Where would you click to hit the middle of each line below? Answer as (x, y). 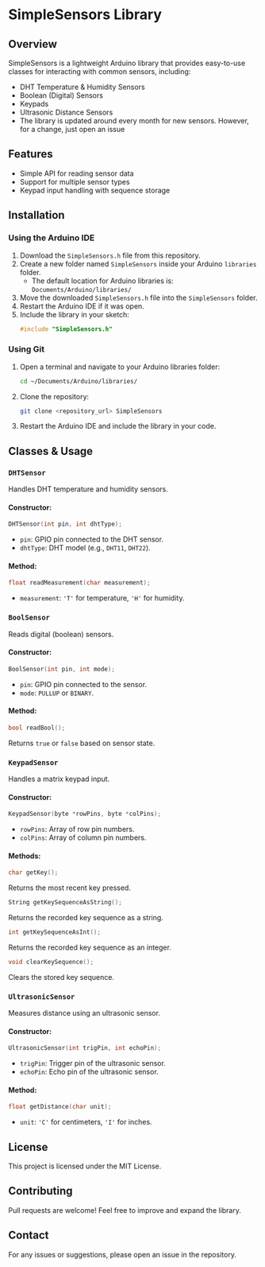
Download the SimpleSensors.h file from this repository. (110, 255)
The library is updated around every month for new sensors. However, (134, 120)
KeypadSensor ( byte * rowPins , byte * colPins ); (84, 814)
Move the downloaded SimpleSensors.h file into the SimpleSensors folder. (138, 297)
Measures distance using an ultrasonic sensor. (84, 1013)
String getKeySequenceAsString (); (65, 903)
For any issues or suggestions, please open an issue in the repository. (122, 1254)
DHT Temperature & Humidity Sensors (82, 87)
